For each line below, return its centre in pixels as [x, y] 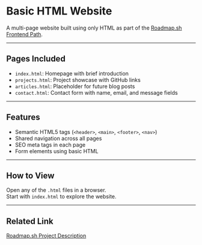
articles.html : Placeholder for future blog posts [75, 86]
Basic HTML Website [59, 11]
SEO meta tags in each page [50, 145]
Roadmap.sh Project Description [46, 236]
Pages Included [36, 59]
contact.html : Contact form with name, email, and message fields [96, 92]
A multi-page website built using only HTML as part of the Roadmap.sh [94, 28]
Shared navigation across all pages [58, 138]
